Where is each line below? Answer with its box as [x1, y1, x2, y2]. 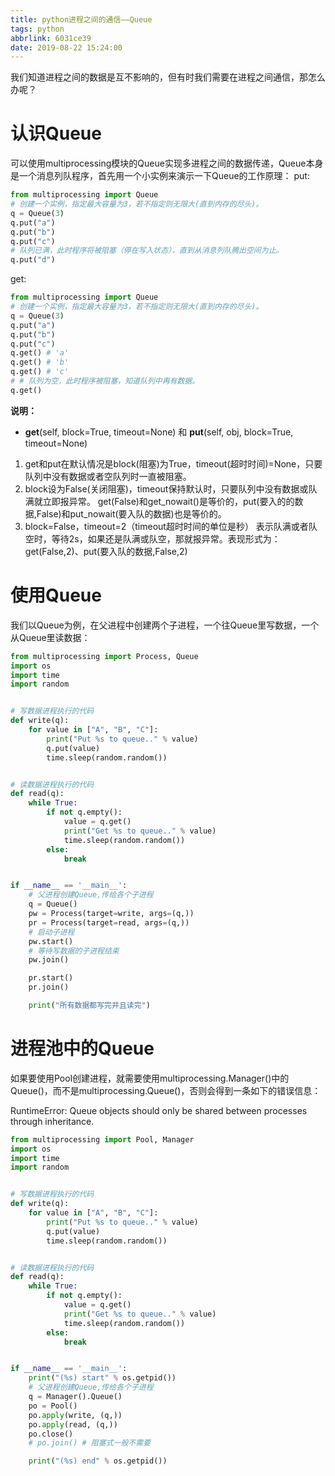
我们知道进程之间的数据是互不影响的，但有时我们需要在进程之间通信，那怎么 [10, 71, 326, 83]
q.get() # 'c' [10, 367, 70, 377]
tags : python [10, 24, 65, 34]
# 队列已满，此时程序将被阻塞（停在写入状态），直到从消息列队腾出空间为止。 [10, 246, 284, 256]
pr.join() [28, 982, 70, 993]
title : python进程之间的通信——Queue [10, 14, 153, 25]
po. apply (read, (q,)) [28, 1419, 118, 1430]
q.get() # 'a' [10, 348, 70, 358]
